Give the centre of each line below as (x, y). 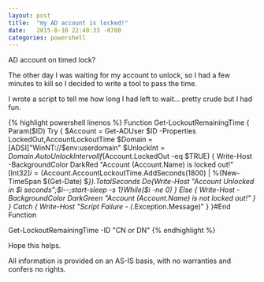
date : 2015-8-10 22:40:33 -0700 (65, 30)
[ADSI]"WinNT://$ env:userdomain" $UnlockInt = (87, 148)
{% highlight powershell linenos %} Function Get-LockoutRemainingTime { (129, 122)
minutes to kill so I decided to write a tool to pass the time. (102, 84)
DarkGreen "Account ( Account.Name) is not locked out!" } (161, 198)
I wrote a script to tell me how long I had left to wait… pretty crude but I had (130, 99)
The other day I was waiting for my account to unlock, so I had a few (119, 75)
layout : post (30, 15)
